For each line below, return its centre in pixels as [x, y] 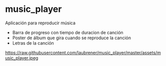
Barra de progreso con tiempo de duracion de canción [68, 32]
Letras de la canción [33, 43]
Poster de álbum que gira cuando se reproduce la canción [72, 38]
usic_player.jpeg [22, 58]
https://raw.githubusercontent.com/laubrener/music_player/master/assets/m [83, 53]
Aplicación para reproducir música [40, 23]
